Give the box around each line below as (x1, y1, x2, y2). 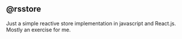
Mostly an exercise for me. (6, 26, 71, 33)
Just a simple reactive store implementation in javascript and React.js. (6, 19, 176, 27)
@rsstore (6, 4, 41, 14)
